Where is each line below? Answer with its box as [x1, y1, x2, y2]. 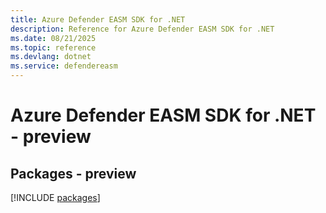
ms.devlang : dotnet [10, 52, 92, 62]
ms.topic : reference [10, 42, 97, 53]
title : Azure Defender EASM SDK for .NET [10, 14, 186, 25]
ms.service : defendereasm [10, 61, 118, 71]
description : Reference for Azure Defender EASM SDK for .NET [10, 24, 275, 34]
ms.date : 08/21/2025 [10, 33, 97, 43]
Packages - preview [10, 165, 137, 182]
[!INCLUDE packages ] [10, 192, 101, 203]
